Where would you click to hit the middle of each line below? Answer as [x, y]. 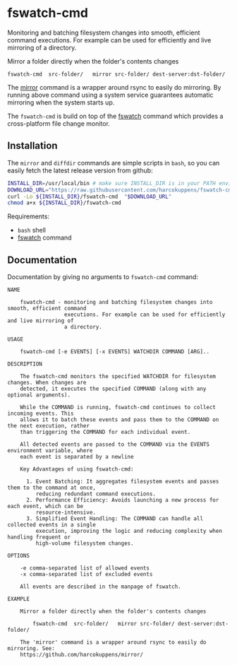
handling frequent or [39, 537]
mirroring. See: [31, 649]
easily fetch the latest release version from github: [80, 170]
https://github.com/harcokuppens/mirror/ [81, 655]
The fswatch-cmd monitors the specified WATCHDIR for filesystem [118, 377]
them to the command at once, [52, 488]
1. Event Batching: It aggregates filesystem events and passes [122, 482]
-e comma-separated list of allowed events [85, 568]
